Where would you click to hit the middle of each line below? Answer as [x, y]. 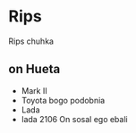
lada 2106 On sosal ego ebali [74, 119]
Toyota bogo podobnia [63, 100]
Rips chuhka [31, 41]
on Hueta [34, 69]
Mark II [34, 90]
